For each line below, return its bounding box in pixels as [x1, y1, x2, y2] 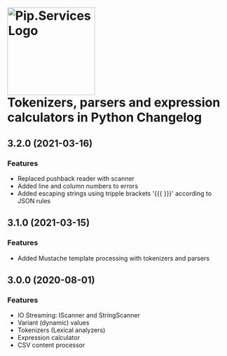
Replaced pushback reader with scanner [17, 174, 135, 182]
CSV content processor [17, 341, 85, 350]
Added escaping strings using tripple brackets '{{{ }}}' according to [17, 189, 212, 198]
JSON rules [17, 196, 51, 205]
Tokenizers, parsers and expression [7, 95, 221, 111]
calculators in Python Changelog [7, 109, 202, 125]
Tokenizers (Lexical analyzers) [17, 326, 106, 334]
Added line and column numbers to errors [17, 182, 139, 190]
